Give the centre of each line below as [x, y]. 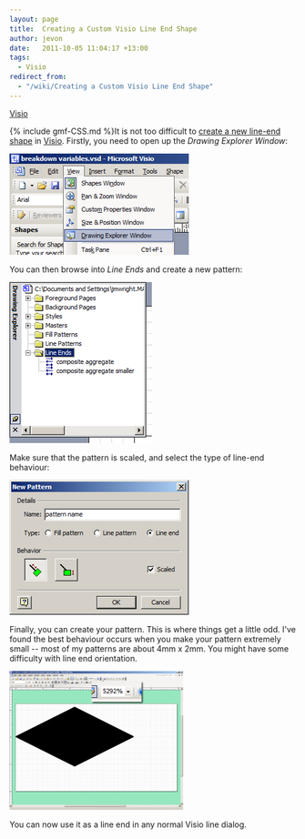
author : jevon [36, 38]
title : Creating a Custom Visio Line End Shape [103, 29]
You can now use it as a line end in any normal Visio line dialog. [128, 824]
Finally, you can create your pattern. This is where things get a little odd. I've [152, 629]
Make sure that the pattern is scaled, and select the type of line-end [137, 457]
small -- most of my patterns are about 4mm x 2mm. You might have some [149, 648]
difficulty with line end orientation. [74, 658]
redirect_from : [38, 77]
